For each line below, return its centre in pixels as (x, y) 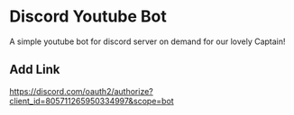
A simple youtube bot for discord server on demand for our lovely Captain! (147, 41)
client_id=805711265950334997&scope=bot (92, 101)
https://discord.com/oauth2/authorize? (81, 91)
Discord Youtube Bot (88, 17)
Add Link (35, 70)
